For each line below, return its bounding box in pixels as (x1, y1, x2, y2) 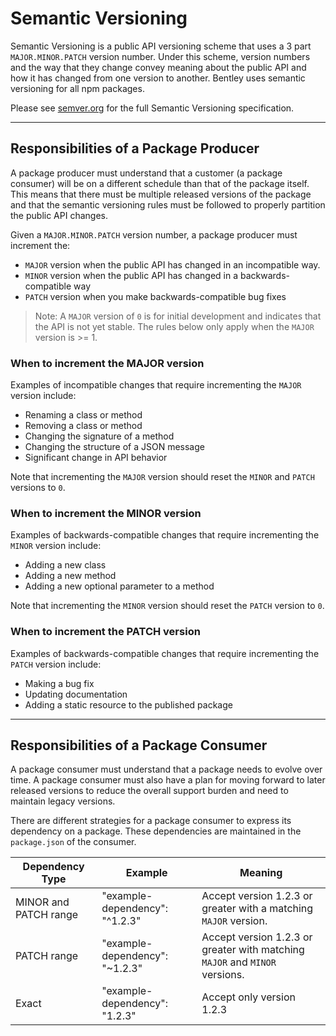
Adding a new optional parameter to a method (24, 580, 215, 592)
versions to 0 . (10, 482, 66, 494)
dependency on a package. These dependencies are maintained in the (10, 825, 302, 837)
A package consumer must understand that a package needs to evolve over (10, 763, 323, 776)
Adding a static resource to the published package (24, 698, 233, 711)
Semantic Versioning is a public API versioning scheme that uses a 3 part (10, 40, 312, 52)
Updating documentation (24, 688, 128, 700)
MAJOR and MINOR (201, 955, 277, 969)
